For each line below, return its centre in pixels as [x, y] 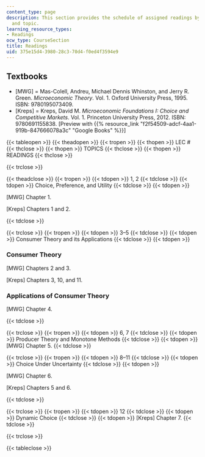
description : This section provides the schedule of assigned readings [99, 18]
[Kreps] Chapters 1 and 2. [38, 209]
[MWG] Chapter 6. [30, 376]
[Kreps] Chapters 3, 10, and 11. [45, 280]
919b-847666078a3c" [43, 130]
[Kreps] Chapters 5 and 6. [39, 388]
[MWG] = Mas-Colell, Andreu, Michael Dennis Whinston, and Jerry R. [102, 91]
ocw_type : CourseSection [38, 40]
